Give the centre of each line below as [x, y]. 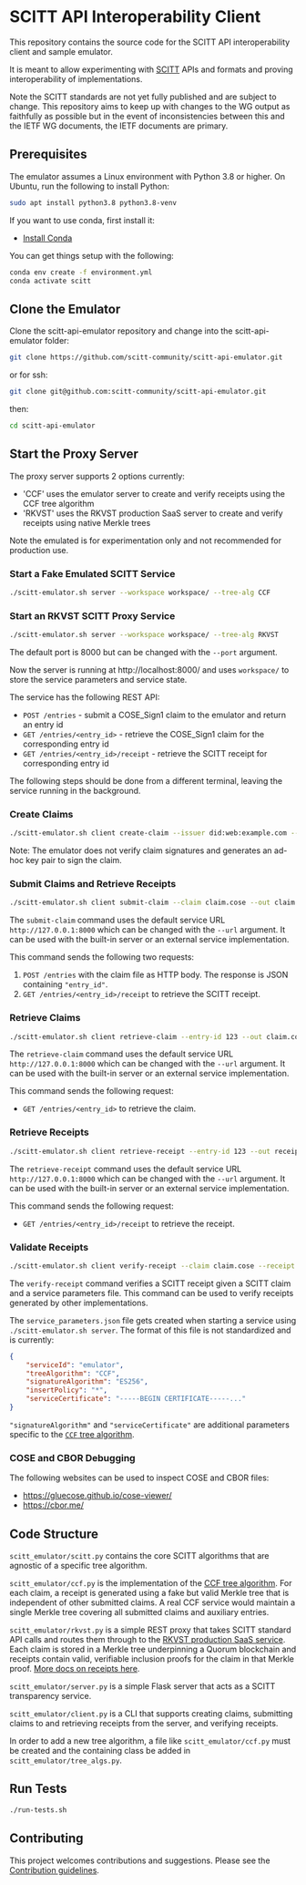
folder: [57, 341]
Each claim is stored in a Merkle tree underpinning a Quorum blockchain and [153, 1649]
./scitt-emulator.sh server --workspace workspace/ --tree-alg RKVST [144, 635]
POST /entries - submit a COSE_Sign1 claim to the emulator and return [154, 715]
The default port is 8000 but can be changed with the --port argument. [143, 652]
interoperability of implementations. [76, 78]
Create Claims [41, 814]
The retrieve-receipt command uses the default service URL [126, 1169]
